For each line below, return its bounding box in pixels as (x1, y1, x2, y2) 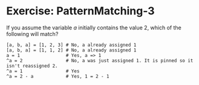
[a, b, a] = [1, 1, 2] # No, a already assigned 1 (6, 47, 137, 53)
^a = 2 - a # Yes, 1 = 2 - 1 (6, 73, 110, 79)
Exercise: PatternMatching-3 (6, 4, 155, 18)
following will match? (6, 30, 59, 37)
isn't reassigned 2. (6, 63, 59, 69)
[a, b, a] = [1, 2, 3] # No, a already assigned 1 (6, 42, 137, 48)
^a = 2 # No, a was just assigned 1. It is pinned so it (6, 57, 194, 63)
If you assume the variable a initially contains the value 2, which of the (6, 24, 181, 31)
